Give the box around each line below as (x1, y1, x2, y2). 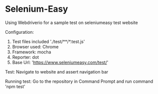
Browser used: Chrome (12, 44, 59, 49)
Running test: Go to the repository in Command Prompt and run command (5, 78, 154, 84)
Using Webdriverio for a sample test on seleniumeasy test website (5, 20, 138, 25)
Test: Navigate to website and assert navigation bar (5, 69, 109, 74)
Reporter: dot (12, 54, 39, 60)
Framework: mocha (12, 49, 51, 55)
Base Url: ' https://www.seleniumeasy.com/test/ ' (12, 59, 109, 65)
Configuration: (5, 29, 34, 35)
